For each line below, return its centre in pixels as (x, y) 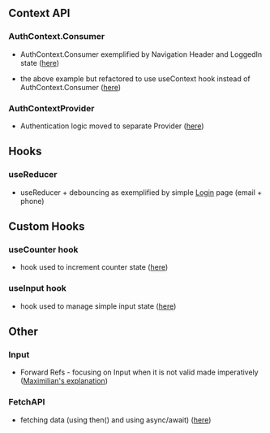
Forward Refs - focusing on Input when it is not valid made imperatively (139, 372)
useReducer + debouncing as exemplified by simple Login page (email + (141, 192)
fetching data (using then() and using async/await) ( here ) (116, 420)
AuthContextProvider (51, 108)
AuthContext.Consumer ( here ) (71, 87)
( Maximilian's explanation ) (64, 381)
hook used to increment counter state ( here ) (94, 267)
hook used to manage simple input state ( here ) (98, 306)
